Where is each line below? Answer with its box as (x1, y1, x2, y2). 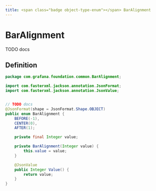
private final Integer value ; (14, 135, 79, 140)
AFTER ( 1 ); (14, 125, 36, 131)
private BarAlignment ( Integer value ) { (14, 144, 99, 149)
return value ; (23, 172, 53, 177)
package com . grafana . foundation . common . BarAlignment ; (5, 74, 122, 79)
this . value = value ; (23, 148, 67, 153)
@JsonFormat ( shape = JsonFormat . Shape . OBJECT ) (5, 106, 106, 112)
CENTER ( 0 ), (14, 120, 38, 126)
